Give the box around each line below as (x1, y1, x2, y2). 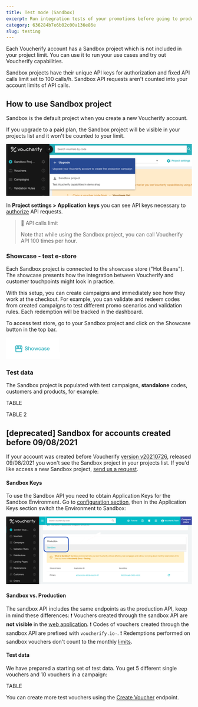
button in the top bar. (6, 326, 57, 333)
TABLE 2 (6, 411, 27, 418)
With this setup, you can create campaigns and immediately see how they (6, 290, 186, 297)
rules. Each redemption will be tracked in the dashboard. (6, 308, 143, 316)
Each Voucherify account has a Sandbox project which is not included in (6, 45, 182, 53)
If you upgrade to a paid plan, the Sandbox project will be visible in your (6, 126, 180, 133)
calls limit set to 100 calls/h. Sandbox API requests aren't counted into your (6, 76, 188, 83)
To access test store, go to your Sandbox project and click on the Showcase (6, 320, 191, 327)
